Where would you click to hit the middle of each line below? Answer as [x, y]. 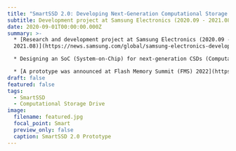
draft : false [26, 78]
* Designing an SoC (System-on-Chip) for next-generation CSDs [108, 59]
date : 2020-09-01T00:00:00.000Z [54, 27]
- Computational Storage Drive [59, 104]
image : [17, 110]
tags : [15, 91]
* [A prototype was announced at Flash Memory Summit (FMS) [103, 71]
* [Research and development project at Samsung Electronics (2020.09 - [122, 40]
